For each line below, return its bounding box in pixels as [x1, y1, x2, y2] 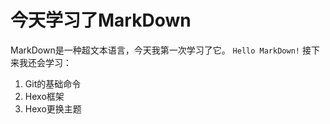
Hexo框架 [24, 90, 65, 102]
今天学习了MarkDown [10, 9, 192, 32]
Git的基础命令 [24, 77, 82, 90]
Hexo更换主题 [24, 102, 82, 115]
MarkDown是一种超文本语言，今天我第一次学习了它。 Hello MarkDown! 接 [10, 44, 312, 56]
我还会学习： [18, 56, 72, 68]
